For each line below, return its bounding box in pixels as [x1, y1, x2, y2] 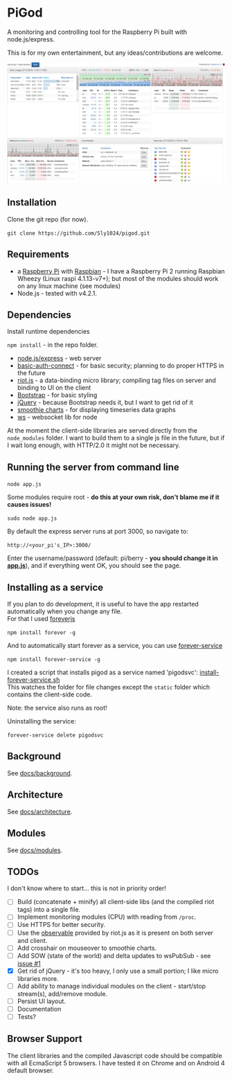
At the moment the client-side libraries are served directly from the [7, 426, 198, 435]
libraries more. [17, 974, 59, 982]
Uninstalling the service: [7, 717, 76, 726]
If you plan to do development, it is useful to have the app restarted [7, 600, 199, 609]
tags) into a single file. [17, 906, 81, 914]
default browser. [7, 1066, 54, 1074]
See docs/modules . [7, 846, 63, 854]
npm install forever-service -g [7, 656, 100, 663]
